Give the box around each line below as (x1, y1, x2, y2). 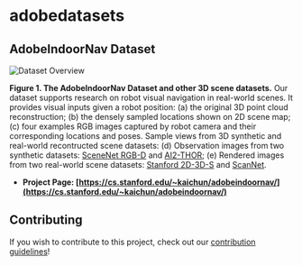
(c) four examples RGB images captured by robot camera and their (9, 121, 257, 132)
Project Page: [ (22, 177, 79, 188)
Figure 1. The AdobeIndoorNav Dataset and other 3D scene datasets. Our (9, 83, 288, 93)
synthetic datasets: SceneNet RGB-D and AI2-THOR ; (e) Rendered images (9, 150, 285, 161)
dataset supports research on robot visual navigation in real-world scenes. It (9, 92, 293, 103)
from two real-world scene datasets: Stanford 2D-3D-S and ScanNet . (9, 160, 268, 170)
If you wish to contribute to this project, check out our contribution (9, 236, 256, 247)
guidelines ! (9, 245, 50, 257)
